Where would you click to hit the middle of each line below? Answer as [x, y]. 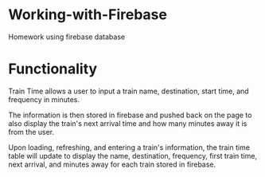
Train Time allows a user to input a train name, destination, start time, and [129, 91]
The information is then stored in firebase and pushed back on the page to [130, 115]
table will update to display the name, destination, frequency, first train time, [132, 155]
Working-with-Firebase [88, 15]
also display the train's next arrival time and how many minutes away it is [128, 123]
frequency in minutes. [44, 99]
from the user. [31, 132]
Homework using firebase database [67, 37]
